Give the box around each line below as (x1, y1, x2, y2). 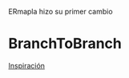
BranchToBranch (8, 35, 122, 53)
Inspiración (8, 60, 46, 70)
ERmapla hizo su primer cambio (8, 7, 114, 16)
